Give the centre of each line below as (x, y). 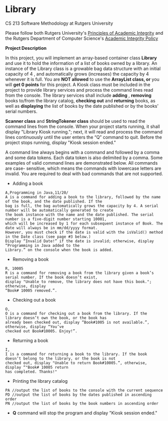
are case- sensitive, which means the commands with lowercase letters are (83, 168)
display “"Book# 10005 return (37, 367)
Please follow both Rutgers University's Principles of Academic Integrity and (84, 33)
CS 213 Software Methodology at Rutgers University (59, 23)
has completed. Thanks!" (31, 372)
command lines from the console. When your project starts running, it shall (82, 126)
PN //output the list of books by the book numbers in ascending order (82, 403)
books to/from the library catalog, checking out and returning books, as (80, 100)
